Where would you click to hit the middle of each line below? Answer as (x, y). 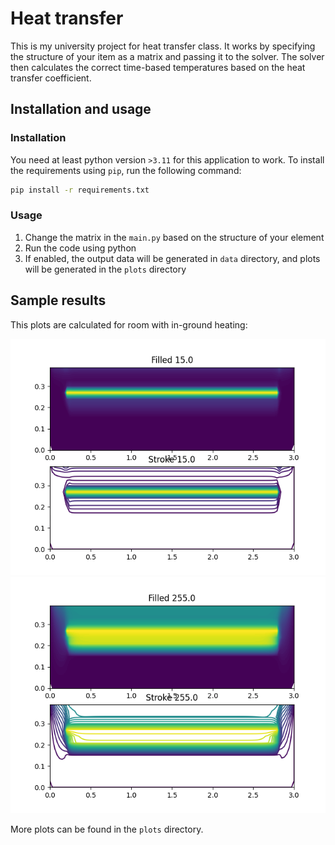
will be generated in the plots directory (105, 269)
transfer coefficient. (51, 78)
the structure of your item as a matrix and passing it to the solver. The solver (167, 56)
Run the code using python (80, 248)
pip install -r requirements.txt (80, 190)
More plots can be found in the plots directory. (107, 829)
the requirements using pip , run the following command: (126, 170)
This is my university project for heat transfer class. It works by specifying (163, 46)
